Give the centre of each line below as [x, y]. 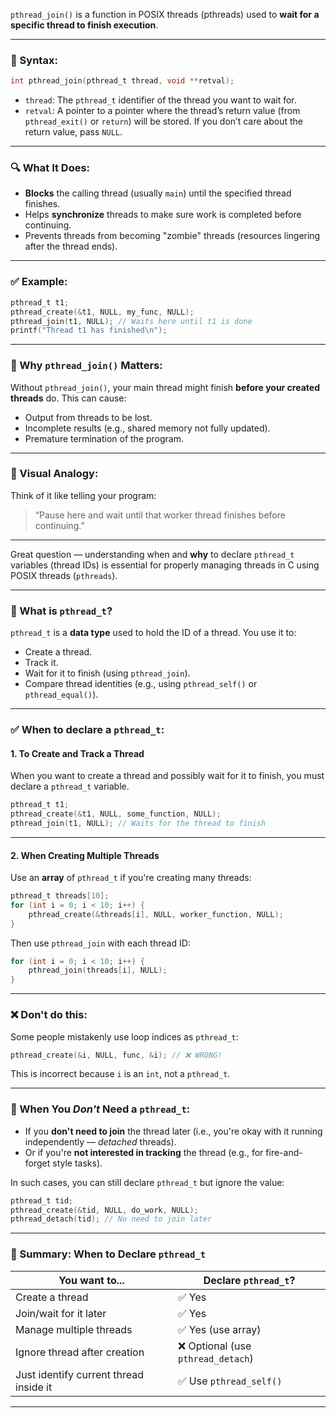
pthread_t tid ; [42, 1200]
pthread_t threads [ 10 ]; [60, 896]
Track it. [41, 663]
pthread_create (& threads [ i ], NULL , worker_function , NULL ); [156, 914]
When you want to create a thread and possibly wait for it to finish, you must [167, 776]
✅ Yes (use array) [219, 1329]
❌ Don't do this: [49, 1015]
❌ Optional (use [214, 1346]
